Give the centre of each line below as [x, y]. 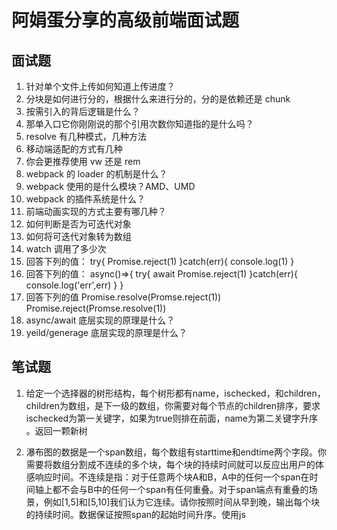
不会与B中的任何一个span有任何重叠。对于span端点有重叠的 [184, 489]
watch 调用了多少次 [66, 249]
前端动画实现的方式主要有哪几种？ [96, 211]
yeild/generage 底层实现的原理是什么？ [106, 332]
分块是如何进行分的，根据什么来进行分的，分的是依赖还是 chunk [158, 99]
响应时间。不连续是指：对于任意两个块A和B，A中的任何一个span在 [172, 477]
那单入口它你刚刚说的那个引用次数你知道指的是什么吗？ [139, 124]
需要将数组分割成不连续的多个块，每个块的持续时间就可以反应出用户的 [170, 464]
